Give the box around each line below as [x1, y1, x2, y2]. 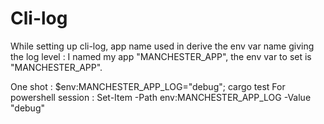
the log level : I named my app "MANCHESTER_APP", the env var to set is [10, 50, 312, 62]
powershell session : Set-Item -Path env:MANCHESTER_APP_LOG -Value [10, 91, 312, 103]
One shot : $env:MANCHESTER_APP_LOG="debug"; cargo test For [10, 80, 286, 92]
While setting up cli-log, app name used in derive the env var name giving [10, 40, 315, 52]
